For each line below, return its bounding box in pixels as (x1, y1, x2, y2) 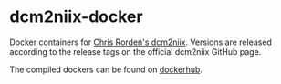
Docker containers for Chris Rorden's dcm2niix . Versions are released (9, 37, 272, 47)
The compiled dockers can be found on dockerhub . (9, 64, 203, 75)
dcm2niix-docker (9, 6, 143, 27)
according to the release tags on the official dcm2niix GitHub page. (9, 46, 262, 57)
